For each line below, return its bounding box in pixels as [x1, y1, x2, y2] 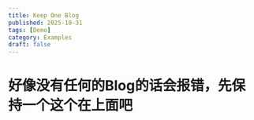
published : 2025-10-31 [8, 19, 83, 27]
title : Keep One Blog [8, 11, 80, 20]
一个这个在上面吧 [22, 96, 133, 115]
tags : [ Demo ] [8, 26, 51, 34]
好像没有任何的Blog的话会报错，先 [8, 77, 232, 95]
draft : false [8, 41, 51, 49]
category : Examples [8, 33, 73, 42]
